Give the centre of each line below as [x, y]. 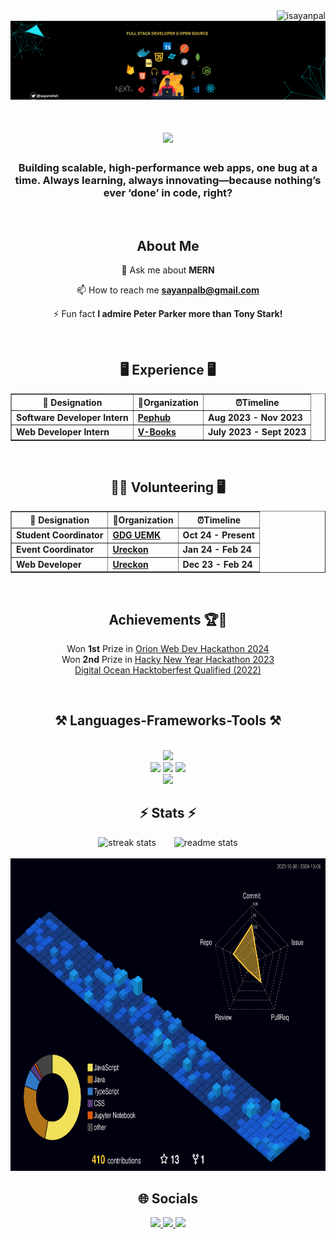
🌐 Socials [168, 1198]
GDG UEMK [137, 535]
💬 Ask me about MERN [168, 270]
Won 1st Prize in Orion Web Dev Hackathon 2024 [168, 648]
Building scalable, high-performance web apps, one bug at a [168, 168]
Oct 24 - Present [218, 535]
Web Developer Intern [63, 432]
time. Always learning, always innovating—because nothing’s [168, 181]
